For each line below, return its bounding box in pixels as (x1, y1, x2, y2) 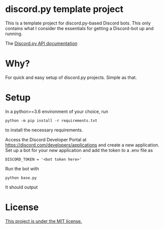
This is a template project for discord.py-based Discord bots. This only (5, 20, 151, 26)
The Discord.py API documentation (5, 40, 78, 46)
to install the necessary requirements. (5, 126, 83, 133)
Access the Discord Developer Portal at (5, 136, 87, 142)
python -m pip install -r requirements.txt (5, 118, 98, 123)
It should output (5, 184, 38, 190)
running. (5, 30, 23, 36)
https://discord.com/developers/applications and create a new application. (5, 141, 159, 148)
